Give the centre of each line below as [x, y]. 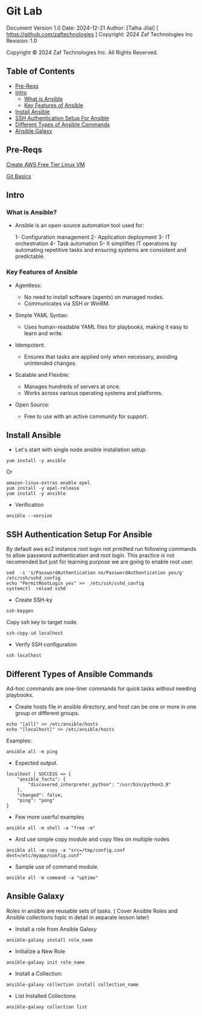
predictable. [30, 256]
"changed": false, [40, 795]
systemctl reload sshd [36, 589]
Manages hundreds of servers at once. [72, 386]
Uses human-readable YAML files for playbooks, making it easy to [106, 327]
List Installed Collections [45, 995]
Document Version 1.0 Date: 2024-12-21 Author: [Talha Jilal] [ [82, 28]
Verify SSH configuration [46, 645]
